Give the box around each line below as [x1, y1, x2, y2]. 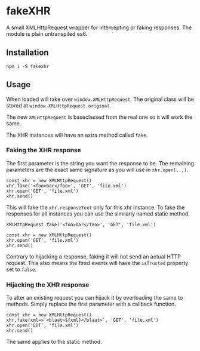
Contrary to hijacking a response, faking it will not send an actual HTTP [6, 253, 181, 260]
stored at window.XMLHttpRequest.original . [6, 101, 112, 109]
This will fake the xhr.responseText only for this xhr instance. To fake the [6, 204, 185, 211]
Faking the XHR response [6, 146, 82, 155]
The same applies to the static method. [6, 338, 103, 346]
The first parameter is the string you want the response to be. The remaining [6, 159, 195, 167]
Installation [6, 48, 49, 58]
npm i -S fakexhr [6, 63, 50, 69]
